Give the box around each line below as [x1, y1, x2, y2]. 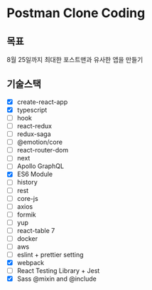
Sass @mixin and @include [16, 274, 97, 283]
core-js [16, 194, 38, 202]
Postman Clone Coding [6, 5, 146, 21]
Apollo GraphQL [16, 162, 65, 170]
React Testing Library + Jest [16, 266, 100, 275]
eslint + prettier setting [16, 251, 84, 259]
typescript [16, 105, 48, 114]
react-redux [16, 122, 53, 130]
